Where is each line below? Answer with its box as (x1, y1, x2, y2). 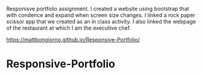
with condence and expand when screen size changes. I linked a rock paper (6, 11, 196, 19)
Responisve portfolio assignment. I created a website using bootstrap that (6, 5, 189, 12)
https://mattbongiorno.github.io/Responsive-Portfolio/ (6, 36, 140, 43)
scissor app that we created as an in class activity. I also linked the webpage (6, 18, 196, 25)
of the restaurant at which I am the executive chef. (6, 24, 131, 31)
